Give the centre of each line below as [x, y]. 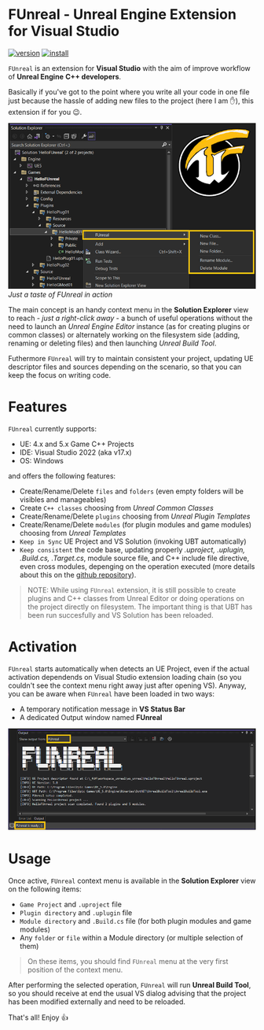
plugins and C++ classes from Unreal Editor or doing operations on [136, 599]
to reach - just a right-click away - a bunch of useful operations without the [130, 318]
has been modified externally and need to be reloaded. [97, 1002]
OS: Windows [42, 461]
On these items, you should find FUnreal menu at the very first [128, 961]
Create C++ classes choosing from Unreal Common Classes [116, 508]
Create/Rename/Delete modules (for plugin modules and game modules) [136, 525]
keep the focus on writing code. [60, 375]
